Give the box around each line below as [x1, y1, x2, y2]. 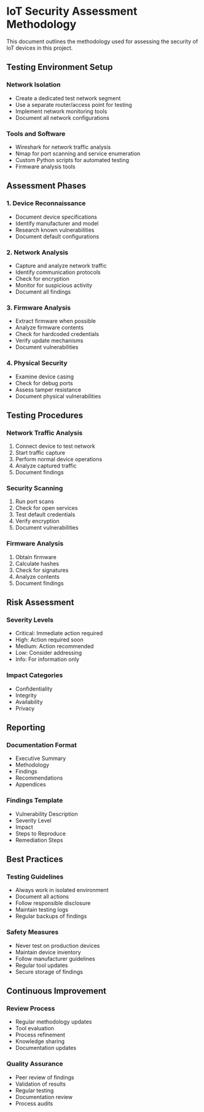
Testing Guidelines [6, 872, 64, 881]
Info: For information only [15, 656, 80, 663]
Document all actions [15, 893, 69, 901]
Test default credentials [15, 511, 76, 519]
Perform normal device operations [15, 456, 103, 463]
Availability [15, 698, 43, 705]
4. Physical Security [6, 359, 68, 367]
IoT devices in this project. [6, 44, 73, 52]
